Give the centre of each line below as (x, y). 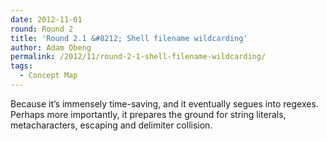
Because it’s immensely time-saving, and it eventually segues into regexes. (164, 103)
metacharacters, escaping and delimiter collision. (111, 125)
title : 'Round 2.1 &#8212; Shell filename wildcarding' (129, 38)
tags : (21, 66)
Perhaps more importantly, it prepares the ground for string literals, (148, 114)
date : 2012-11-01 (46, 19)
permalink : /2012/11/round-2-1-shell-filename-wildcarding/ (138, 57)
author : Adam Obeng (51, 47)
